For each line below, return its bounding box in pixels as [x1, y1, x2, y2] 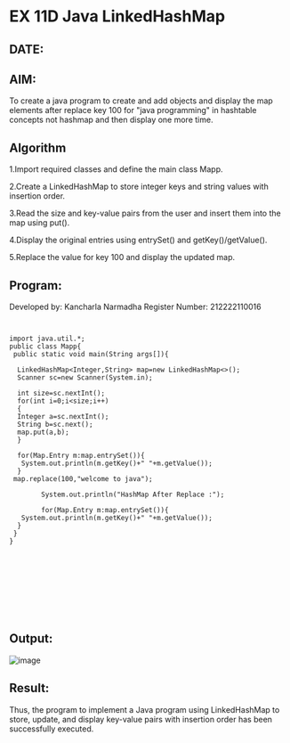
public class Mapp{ [9, 342, 82, 351]
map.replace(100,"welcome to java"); [12, 475, 153, 484]
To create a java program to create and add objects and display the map [9, 95, 273, 106]
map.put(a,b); [17, 428, 69, 437]
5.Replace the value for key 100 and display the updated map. [9, 252, 236, 263]
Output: [9, 631, 53, 647]
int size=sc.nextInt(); [17, 389, 105, 398]
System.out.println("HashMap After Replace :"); [41, 490, 225, 500]
